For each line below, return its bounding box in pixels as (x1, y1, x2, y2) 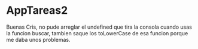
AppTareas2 (6, 4, 68, 17)
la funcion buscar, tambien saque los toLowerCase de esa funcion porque (6, 29, 188, 36)
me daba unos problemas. (6, 36, 71, 43)
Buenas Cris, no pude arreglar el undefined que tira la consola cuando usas (6, 23, 193, 30)
